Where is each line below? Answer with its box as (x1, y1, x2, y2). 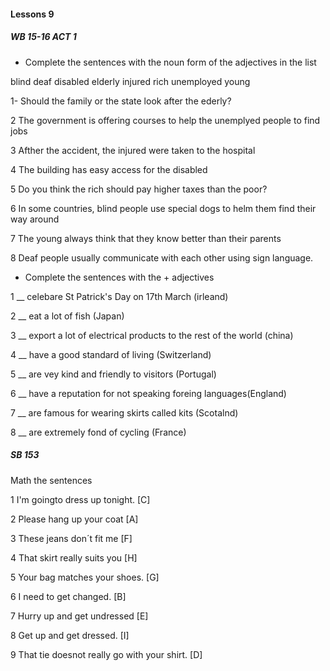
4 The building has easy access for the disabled (10, 163, 208, 175)
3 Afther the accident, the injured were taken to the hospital (10, 144, 256, 156)
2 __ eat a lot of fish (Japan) (10, 310, 125, 322)
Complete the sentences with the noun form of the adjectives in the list (24, 56, 317, 68)
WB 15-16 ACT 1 (10, 31, 77, 43)
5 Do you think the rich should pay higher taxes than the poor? (10, 183, 268, 195)
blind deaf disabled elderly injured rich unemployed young (10, 75, 251, 87)
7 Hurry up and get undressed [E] (10, 610, 149, 622)
